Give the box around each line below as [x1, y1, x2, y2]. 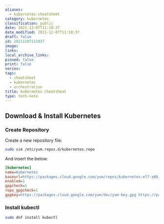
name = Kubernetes [5, 170, 38, 175]
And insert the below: [5, 156, 48, 161]
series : [5, 67, 21, 71]
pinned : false [5, 57, 34, 62]
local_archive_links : [5, 52, 49, 58]
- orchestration [9, 84, 42, 90]
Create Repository [5, 126, 50, 133]
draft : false [5, 35, 32, 40]
